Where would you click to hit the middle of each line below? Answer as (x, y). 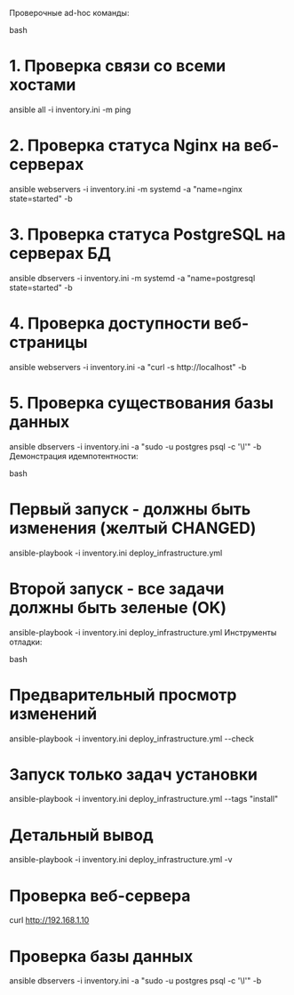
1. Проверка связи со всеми (118, 66)
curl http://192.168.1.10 (49, 920)
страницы (48, 343)
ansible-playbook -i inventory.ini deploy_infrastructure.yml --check (132, 739)
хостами (43, 85)
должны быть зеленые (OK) (118, 607)
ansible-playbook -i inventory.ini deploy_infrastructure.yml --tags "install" (144, 799)
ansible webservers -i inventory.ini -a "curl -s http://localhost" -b (128, 367)
